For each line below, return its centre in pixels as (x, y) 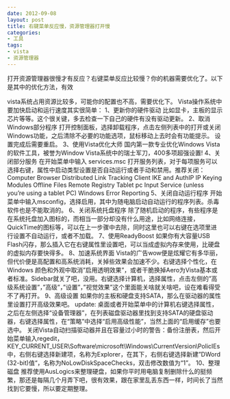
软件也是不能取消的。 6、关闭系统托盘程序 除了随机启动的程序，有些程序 (110, 210)
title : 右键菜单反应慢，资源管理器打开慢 (59, 26)
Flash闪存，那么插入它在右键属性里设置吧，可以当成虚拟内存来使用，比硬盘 (114, 244)
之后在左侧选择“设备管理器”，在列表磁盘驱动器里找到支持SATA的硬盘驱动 (110, 313)
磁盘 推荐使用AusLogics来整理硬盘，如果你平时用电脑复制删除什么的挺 (107, 371)
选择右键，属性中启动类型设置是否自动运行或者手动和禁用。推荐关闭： (106, 170)
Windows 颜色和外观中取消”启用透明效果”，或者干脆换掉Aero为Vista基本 (110, 270)
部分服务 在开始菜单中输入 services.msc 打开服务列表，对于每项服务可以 (115, 161)
